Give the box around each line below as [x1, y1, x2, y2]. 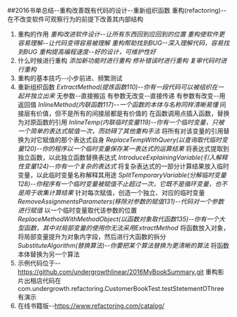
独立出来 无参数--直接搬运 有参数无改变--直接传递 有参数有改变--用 [30, 92, 226, 100]
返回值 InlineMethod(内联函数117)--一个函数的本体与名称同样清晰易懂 [17, 101, 219, 108]
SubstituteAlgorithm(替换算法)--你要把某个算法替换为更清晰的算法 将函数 [17, 242, 229, 249]
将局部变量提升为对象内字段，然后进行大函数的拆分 [17, 232, 166, 241]
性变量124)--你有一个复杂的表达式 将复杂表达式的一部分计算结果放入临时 [17, 162, 229, 170]
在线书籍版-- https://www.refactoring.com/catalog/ [17, 302, 164, 310]
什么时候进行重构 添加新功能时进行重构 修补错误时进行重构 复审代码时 [17, 56, 221, 65]
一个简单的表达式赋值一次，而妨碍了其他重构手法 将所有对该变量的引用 [17, 127, 224, 135]
